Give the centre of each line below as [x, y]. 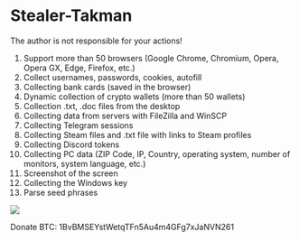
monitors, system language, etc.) [84, 163]
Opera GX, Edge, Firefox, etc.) [79, 68]
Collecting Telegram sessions [78, 125]
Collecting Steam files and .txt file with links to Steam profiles [137, 134]
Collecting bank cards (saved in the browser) [107, 87]
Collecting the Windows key [75, 182]
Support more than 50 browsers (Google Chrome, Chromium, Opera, [151, 58]
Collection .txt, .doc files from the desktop [102, 106]
